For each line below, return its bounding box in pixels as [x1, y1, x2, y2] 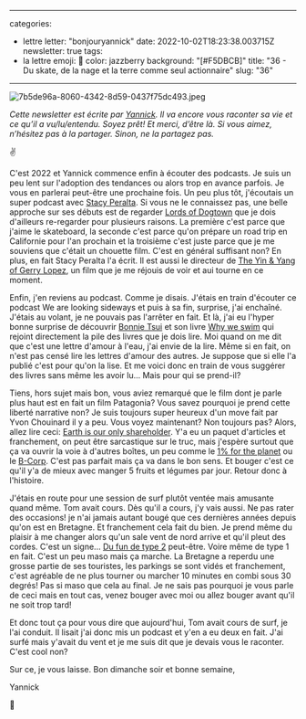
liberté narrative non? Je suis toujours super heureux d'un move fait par [9, 407, 279, 418]
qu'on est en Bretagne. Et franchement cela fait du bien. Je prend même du [9, 522, 293, 533]
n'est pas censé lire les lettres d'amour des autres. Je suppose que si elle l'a [9, 351, 297, 361]
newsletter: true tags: [22, 46, 103, 56]
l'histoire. [9, 475, 45, 485]
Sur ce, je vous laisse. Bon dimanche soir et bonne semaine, [9, 664, 235, 674]
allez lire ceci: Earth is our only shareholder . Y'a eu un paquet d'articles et [9, 427, 286, 437]
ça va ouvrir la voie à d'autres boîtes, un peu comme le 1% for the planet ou [9, 446, 293, 457]
